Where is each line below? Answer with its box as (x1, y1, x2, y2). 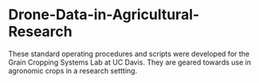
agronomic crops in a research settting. (8, 65, 138, 75)
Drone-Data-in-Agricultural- (8, 6, 200, 24)
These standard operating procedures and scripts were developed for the (8, 49, 250, 58)
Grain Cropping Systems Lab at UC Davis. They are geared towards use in (8, 57, 251, 67)
